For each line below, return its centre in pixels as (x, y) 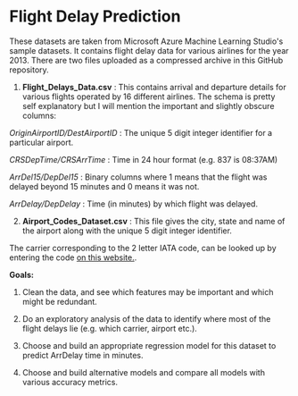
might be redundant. (60, 301)
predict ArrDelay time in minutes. (83, 355)
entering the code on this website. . (73, 257)
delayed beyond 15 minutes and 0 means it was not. (104, 186)
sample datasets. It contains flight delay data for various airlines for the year (149, 50)
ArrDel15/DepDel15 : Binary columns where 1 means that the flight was (138, 177)
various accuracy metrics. (70, 382)
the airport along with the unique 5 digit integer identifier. (127, 231)
